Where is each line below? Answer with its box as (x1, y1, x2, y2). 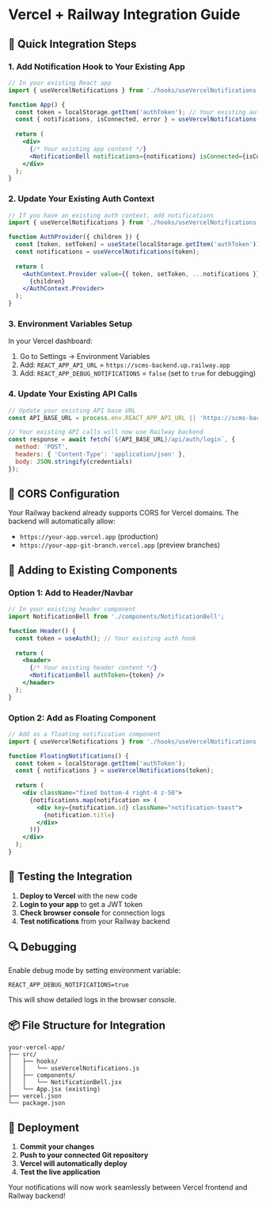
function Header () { (8, 627, 77, 635)
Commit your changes (19, 1142, 95, 1152)
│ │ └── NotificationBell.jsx (8, 1079, 123, 1086)
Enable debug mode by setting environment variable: (8, 965, 180, 975)
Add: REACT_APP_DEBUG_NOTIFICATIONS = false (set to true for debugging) (19, 369, 256, 378)
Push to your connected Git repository (19, 1150, 149, 1160)
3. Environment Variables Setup (8, 318, 133, 329)
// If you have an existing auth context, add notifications (8, 211, 215, 219)
